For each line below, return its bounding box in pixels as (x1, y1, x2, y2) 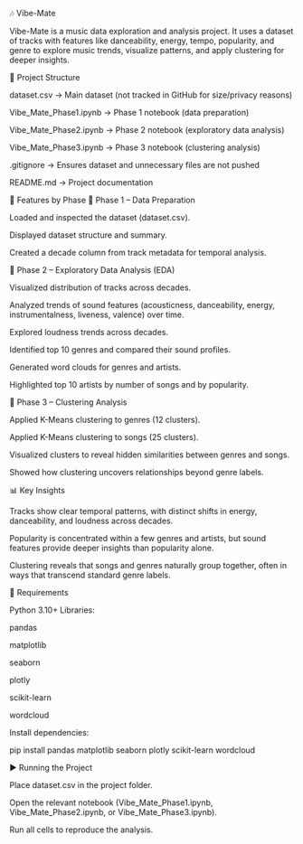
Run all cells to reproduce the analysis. (9, 824, 154, 835)
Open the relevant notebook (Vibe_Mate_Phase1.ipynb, (9, 797, 213, 808)
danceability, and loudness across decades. (9, 515, 174, 526)
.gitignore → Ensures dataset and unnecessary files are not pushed (9, 160, 260, 170)
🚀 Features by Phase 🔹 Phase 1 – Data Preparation (9, 194, 196, 205)
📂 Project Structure (9, 72, 80, 82)
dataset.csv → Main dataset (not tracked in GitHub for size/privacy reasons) (9, 89, 293, 100)
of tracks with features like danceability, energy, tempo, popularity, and (9, 35, 275, 46)
